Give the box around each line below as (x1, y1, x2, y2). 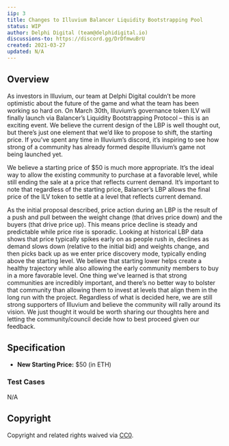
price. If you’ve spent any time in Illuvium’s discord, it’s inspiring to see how (7, 135, 219, 144)
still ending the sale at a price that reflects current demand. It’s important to (7, 177, 219, 186)
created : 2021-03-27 (7, 42, 66, 49)
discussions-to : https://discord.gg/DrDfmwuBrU (7, 36, 146, 42)
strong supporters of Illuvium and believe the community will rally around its (7, 300, 221, 308)
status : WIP (7, 23, 41, 29)
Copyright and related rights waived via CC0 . (7, 431, 134, 439)
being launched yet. (7, 150, 64, 158)
